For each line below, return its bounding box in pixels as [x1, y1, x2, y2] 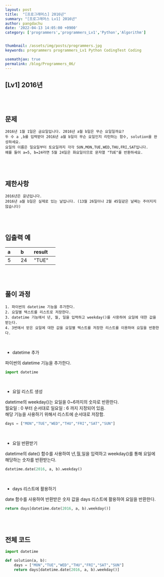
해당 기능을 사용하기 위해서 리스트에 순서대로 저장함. [5, 412, 105, 417]
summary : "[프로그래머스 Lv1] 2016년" [5, 16, 78, 21]
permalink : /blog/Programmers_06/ [5, 61, 76, 66]
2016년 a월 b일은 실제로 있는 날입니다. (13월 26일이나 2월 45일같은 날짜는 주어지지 [5, 199, 157, 204]
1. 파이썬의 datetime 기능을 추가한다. [5, 304, 75, 309]
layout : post [5, 7, 32, 12]
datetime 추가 [12, 349, 39, 355]
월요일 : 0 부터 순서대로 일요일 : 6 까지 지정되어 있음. [5, 405, 106, 411]
